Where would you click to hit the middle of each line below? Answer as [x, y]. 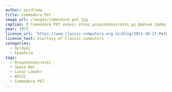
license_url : [19, 34]
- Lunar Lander [26, 72]
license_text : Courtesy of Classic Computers [55, 39]
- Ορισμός [20, 48]
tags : [11, 57]
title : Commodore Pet [28, 15]
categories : [18, 43]
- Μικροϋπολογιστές [31, 62]
